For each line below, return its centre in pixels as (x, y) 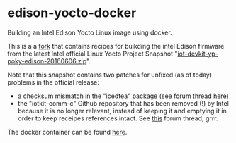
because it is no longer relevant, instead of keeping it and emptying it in (122, 111)
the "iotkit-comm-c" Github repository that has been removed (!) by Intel (123, 103)
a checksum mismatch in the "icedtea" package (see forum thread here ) (123, 96)
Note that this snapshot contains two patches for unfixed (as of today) (110, 75)
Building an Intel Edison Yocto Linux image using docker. (90, 32)
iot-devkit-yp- (197, 54)
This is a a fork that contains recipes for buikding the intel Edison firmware (116, 46)
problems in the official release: (53, 82)
